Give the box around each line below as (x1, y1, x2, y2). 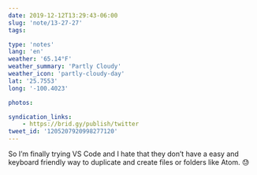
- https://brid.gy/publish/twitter (22, 120, 140, 128)
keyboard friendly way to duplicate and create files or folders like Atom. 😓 (8, 158, 250, 166)
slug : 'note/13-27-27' (8, 19, 83, 27)
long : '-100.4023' (8, 84, 69, 92)
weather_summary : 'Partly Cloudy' (8, 62, 122, 71)
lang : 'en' (8, 48, 44, 56)
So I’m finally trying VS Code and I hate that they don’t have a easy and (8, 149, 239, 158)
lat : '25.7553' (8, 76, 58, 85)
